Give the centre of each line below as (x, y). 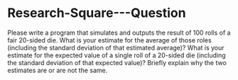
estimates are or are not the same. (58, 70)
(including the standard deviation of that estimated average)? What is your (116, 47)
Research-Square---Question (97, 13)
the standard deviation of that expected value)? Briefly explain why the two (117, 62)
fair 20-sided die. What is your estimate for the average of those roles (109, 40)
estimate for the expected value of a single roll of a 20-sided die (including (117, 55)
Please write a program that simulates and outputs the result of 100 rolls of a (119, 33)
